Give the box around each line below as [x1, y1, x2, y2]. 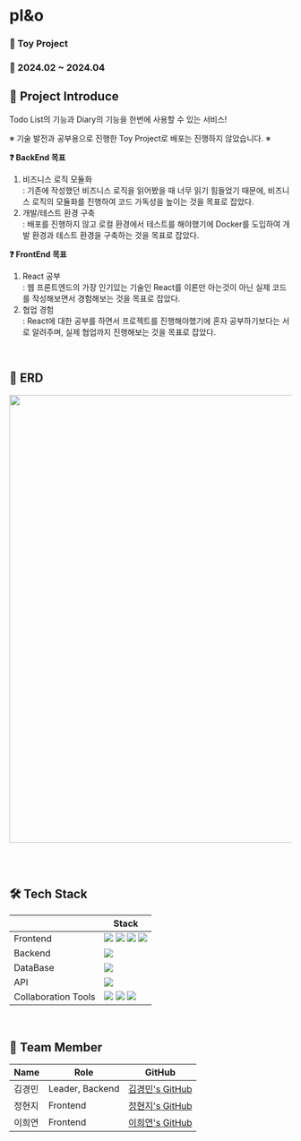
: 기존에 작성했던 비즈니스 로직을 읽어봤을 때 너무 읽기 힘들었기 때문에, [21, 184, 266, 195]
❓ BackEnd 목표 [9, 151, 66, 162]
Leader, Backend [47, 1083, 120, 1095]
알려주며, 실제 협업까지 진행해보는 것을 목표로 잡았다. [31, 326, 217, 337]
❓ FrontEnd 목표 [9, 248, 67, 260]
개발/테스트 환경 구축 [21, 207, 96, 218]
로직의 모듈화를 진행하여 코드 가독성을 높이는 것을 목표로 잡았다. [31, 196, 254, 207]
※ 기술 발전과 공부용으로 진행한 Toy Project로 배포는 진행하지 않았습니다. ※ [9, 133, 271, 143]
